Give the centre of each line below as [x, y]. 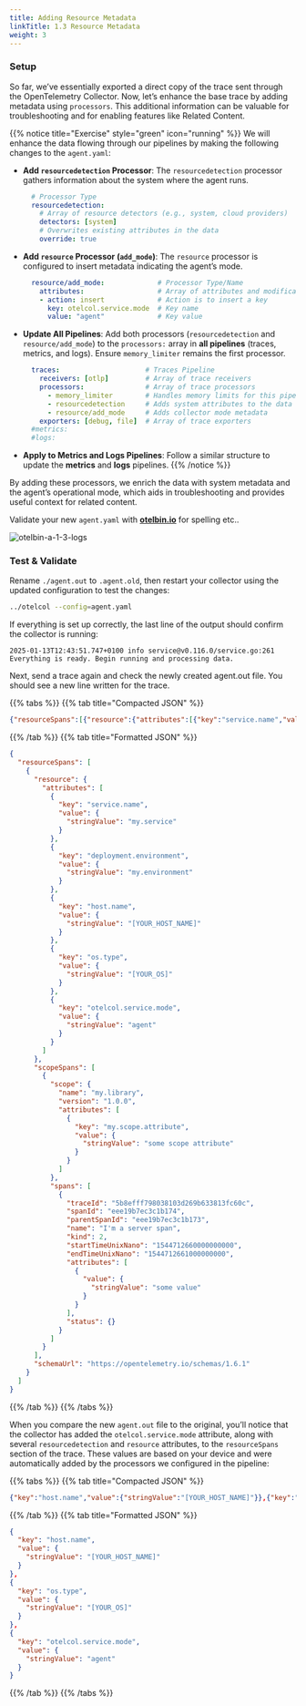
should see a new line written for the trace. [90, 685]
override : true [68, 239]
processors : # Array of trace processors [148, 387]
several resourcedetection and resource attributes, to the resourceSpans [144, 1444]
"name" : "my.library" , [101, 1093]
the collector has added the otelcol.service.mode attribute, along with [141, 1434]
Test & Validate [43, 561]
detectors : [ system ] [78, 222]
